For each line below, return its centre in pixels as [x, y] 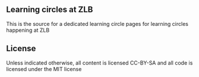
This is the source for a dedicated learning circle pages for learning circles [97, 24]
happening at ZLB [28, 30]
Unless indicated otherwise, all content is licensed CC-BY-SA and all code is [99, 63]
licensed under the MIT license [44, 69]
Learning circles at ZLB [50, 10]
